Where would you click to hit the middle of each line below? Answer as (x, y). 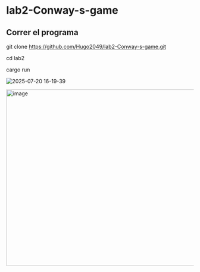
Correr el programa (42, 32)
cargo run (18, 70)
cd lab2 (15, 58)
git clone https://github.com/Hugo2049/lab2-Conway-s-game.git (86, 46)
